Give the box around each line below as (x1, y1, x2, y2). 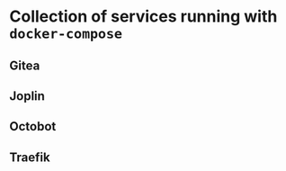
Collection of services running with (9, 6, 278, 27)
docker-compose (9, 25, 123, 42)
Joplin (9, 88, 45, 103)
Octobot (9, 119, 57, 134)
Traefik (9, 149, 51, 165)
